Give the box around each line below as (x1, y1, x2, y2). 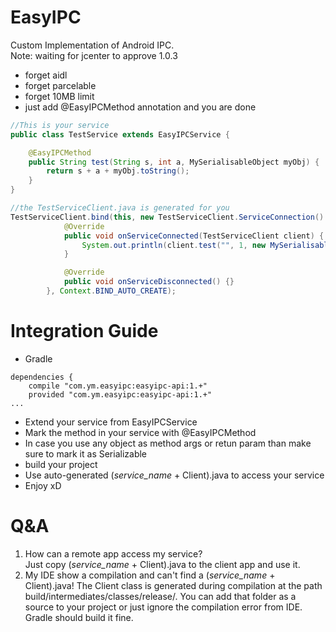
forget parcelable (24, 79, 97, 91)
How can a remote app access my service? (24, 547, 203, 560)
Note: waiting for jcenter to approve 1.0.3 (10, 49, 178, 61)
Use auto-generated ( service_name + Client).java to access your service (24, 469, 325, 481)
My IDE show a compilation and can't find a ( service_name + (24, 569, 276, 581)
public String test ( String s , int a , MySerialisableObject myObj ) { (28, 157, 320, 167)
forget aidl (24, 69, 68, 81)
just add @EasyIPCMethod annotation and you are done (24, 101, 257, 113)
